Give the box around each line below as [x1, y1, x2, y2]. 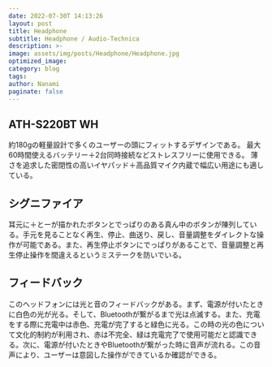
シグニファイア [8, 196, 84, 210]
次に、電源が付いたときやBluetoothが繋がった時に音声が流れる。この [22, 339, 254, 349]
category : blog [8, 65, 60, 73]
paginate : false [8, 87, 63, 96]
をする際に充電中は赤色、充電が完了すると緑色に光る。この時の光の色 [8, 319, 244, 329]
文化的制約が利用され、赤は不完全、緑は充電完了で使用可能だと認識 [15, 330, 244, 339]
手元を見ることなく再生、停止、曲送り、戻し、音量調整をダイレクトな [22, 230, 257, 240]
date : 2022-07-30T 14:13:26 [8, 11, 104, 20]
